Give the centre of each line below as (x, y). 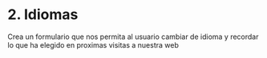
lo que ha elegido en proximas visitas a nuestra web (93, 44)
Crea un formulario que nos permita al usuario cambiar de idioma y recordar (133, 37)
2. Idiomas (43, 15)
